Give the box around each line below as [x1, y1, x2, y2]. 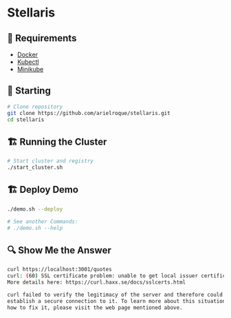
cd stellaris [7, 116, 45, 123]
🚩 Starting [7, 85, 52, 97]
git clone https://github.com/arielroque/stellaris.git [7, 109, 170, 116]
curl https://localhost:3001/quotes [7, 266, 112, 273]
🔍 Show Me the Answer [7, 244, 111, 256]
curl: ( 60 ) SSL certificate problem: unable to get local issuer [7, 273, 198, 279]
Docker [16, 50, 38, 59]
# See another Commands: [7, 218, 78, 225]
